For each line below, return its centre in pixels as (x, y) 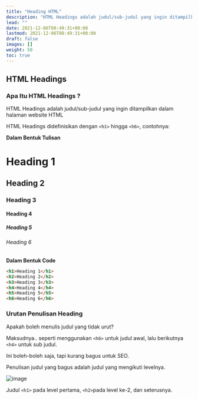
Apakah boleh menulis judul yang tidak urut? (60, 327)
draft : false (22, 39)
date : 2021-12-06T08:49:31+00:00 (47, 28)
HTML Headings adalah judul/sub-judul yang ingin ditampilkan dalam (90, 109)
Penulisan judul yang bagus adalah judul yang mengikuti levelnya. (86, 367)
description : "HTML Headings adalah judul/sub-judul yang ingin (87, 17)
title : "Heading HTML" (34, 11)
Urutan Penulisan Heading (44, 314)
